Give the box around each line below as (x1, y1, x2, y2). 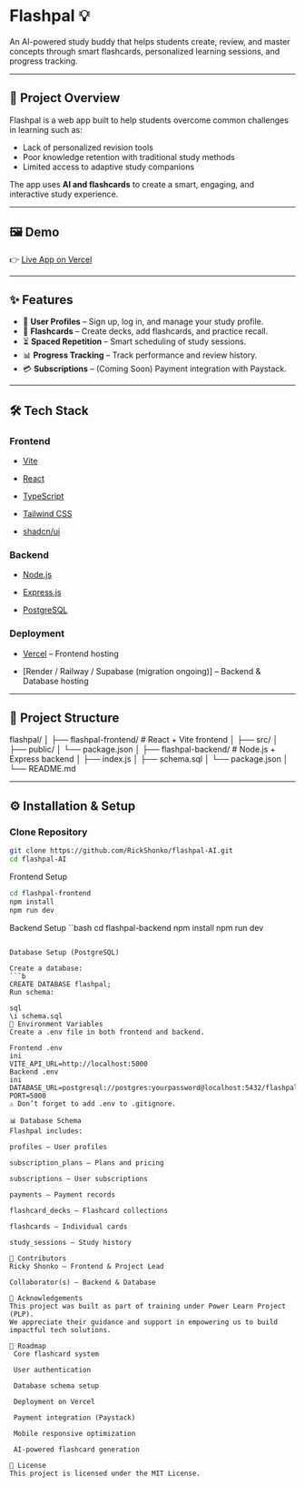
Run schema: (9, 987, 54, 996)
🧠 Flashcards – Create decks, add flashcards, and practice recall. (22, 326, 269, 337)
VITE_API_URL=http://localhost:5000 (9, 1059, 148, 1068)
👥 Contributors (9, 1253, 67, 1263)
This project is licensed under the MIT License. (9, 1469, 202, 1478)
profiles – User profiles (9, 1142, 107, 1151)
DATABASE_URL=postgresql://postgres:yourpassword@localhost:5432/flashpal (9, 1083, 299, 1092)
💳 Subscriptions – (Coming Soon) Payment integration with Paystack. (22, 363, 288, 374)
